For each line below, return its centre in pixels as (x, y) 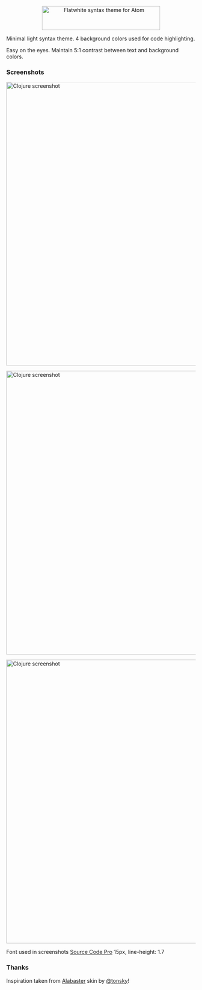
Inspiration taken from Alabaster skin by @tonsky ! (68, 980)
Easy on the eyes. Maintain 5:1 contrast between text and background (93, 50)
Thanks (17, 968)
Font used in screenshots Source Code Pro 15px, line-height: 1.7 (85, 952)
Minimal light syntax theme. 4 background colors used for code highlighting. (101, 38)
